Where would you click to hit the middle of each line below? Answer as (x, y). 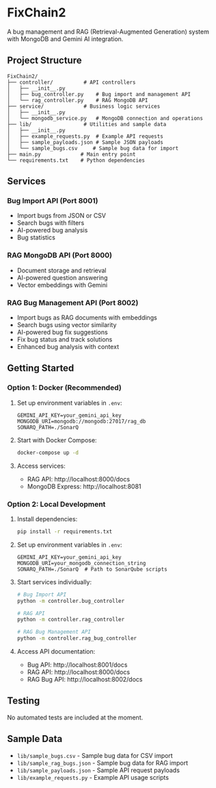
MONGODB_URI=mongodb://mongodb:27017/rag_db (81, 421)
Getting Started (41, 368)
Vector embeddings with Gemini (62, 285)
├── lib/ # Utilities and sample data (87, 124)
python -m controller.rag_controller (71, 620)
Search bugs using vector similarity (67, 325)
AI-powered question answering (62, 277)
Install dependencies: (47, 518)
